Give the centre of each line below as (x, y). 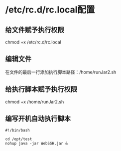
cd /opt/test (19, 139)
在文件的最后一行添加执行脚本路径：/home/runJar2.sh (61, 72)
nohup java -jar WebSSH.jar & (37, 143)
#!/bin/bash (17, 130)
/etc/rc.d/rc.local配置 (50, 10)
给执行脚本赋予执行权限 (41, 89)
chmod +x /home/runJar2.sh (35, 101)
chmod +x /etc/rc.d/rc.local (33, 42)
